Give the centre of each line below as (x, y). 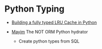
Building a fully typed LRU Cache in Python (54, 22)
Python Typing (34, 9)
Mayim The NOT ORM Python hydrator (50, 32)
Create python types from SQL (49, 41)
